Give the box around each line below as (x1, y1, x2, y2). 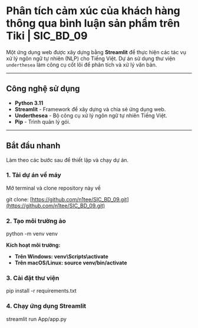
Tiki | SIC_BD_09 (6, 29, 88, 42)
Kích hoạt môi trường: (6, 241, 61, 249)
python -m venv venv (6, 230, 58, 237)
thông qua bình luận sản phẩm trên (6, 16, 180, 30)
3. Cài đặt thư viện (6, 274, 60, 282)
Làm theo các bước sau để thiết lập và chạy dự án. (6, 156, 128, 163)
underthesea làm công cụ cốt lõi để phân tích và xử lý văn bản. (6, 61, 157, 68)
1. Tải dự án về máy (6, 171, 62, 179)
